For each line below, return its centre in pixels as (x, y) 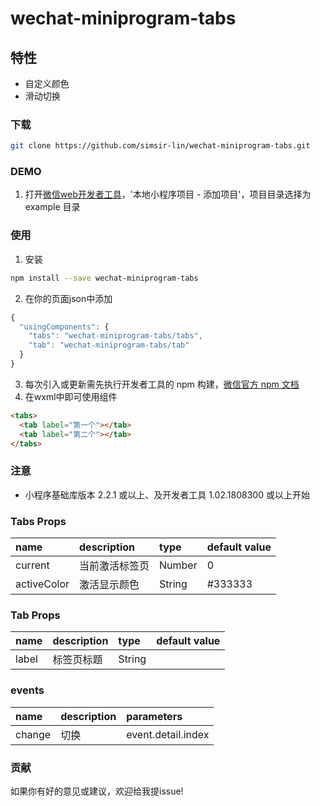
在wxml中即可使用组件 (71, 396)
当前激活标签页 (114, 565)
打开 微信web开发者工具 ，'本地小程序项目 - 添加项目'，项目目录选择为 (168, 194)
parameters (154, 716)
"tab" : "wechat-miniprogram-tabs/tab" (109, 345)
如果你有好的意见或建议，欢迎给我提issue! (97, 791)
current (32, 565)
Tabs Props (38, 521)
